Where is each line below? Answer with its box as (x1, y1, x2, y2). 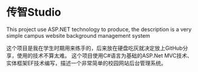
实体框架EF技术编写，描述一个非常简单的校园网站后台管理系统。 (6, 59, 167, 67)
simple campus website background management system (6, 32, 150, 39)
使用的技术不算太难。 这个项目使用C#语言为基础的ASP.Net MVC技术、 (16, 52, 193, 59)
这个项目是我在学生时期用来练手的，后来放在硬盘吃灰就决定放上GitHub (6, 44, 183, 52)
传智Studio (6, 5, 62, 19)
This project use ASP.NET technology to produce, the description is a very (6, 25, 192, 33)
